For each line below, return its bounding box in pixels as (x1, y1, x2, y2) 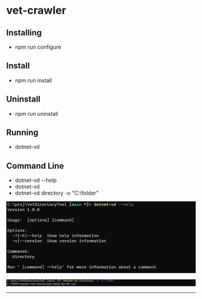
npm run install (14, 76, 52, 84)
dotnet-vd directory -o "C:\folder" (14, 190, 99, 197)
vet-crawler (6, 4, 67, 17)
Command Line (6, 160, 64, 171)
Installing (6, 28, 42, 38)
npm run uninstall (14, 110, 58, 117)
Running (6, 127, 39, 138)
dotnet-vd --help (14, 177, 57, 184)
